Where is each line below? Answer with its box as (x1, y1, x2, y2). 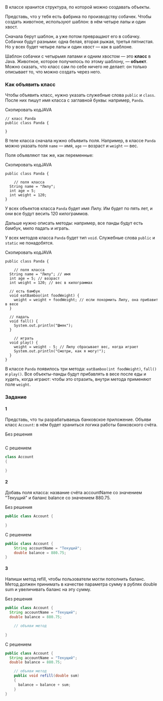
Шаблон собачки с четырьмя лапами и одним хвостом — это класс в (5, 53, 151, 59)
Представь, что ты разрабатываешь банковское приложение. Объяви (5, 416, 151, 422)
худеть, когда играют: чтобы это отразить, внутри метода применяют (5, 376, 151, 382)
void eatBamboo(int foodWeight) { (9, 293, 80, 298)
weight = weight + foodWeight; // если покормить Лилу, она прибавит (14, 298, 159, 303)
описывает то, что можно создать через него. (5, 69, 102, 75)
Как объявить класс (5, 81, 56, 88)
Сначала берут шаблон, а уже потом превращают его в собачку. (5, 34, 141, 39)
